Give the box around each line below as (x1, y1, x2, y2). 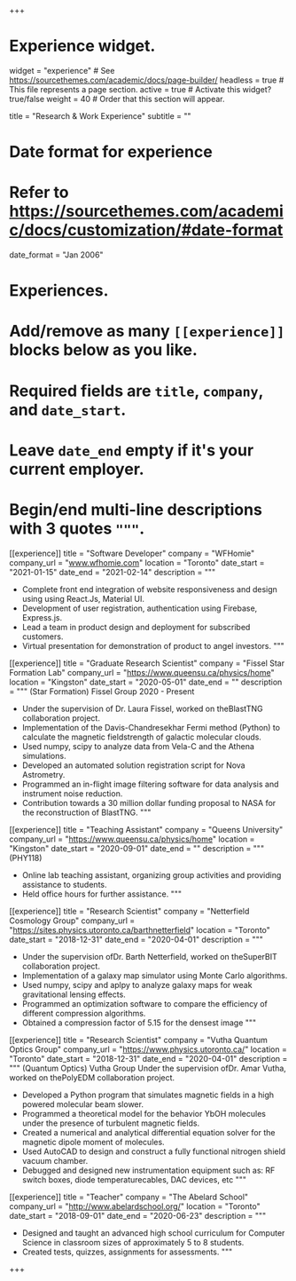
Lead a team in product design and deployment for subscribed (21, 621, 251, 632)
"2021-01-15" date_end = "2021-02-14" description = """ (9, 566, 215, 577)
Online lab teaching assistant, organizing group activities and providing (21, 869, 282, 880)
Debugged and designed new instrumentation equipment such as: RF (21, 1165, 276, 1175)
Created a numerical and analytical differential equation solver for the (21, 1127, 276, 1137)
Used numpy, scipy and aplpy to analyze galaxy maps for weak (21, 979, 253, 990)
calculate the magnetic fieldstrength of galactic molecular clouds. (21, 731, 261, 742)
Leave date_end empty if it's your (9, 440, 254, 460)
